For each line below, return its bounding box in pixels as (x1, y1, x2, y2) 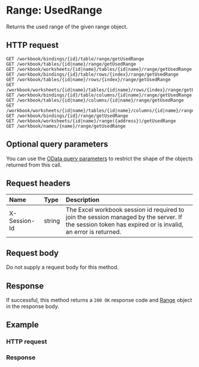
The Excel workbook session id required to (66, 206, 185, 214)
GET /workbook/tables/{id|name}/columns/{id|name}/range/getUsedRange (6, 97, 184, 103)
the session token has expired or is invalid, (66, 220, 184, 229)
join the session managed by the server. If (66, 213, 182, 222)
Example (6, 320, 39, 330)
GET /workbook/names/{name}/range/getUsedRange (6, 123, 126, 129)
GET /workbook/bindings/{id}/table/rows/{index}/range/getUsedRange (6, 72, 179, 77)
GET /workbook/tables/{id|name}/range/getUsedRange (6, 61, 136, 67)
